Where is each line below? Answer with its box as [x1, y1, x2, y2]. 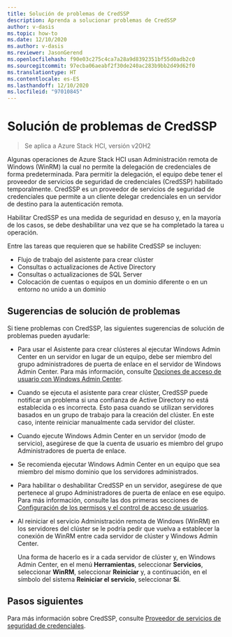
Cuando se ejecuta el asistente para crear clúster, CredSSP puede [17, 388, 208, 396]
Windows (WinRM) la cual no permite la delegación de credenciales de [7, 162, 211, 171]
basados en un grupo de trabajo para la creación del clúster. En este [17, 410, 215, 419]
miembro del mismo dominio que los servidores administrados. [17, 467, 199, 476]
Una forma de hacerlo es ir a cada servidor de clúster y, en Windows [17, 552, 216, 561]
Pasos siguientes [7, 596, 84, 608]
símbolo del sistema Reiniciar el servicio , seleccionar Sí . [17, 575, 181, 583]
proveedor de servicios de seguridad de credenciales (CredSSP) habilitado [7, 178, 224, 186]
